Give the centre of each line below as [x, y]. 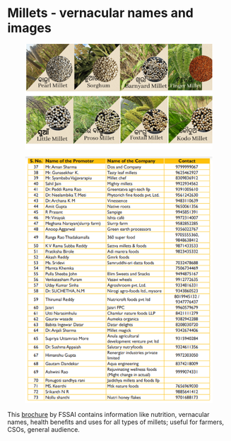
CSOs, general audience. [43, 429]
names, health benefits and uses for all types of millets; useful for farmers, [116, 422]
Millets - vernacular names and [101, 13]
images [29, 28]
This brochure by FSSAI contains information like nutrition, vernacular [108, 414]
